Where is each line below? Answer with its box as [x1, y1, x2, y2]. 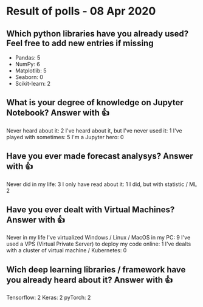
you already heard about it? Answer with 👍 [6, 275, 173, 285]
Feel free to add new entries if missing [6, 38, 154, 48]
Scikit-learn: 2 [15, 80, 50, 87]
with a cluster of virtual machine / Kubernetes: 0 [6, 247, 127, 254]
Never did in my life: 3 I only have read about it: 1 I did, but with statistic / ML [6, 181, 198, 188]
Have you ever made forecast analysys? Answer [6, 151, 193, 162]
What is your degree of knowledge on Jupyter [6, 97, 184, 108]
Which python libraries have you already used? [6, 29, 189, 39]
